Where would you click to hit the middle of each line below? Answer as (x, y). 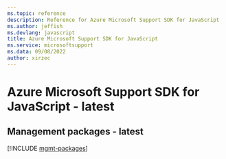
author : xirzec (29, 58)
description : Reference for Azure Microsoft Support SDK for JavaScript (113, 20)
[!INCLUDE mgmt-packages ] (47, 148)
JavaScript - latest (61, 106)
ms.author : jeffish (35, 26)
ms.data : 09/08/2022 (37, 52)
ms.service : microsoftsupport (50, 45)
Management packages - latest (76, 132)
